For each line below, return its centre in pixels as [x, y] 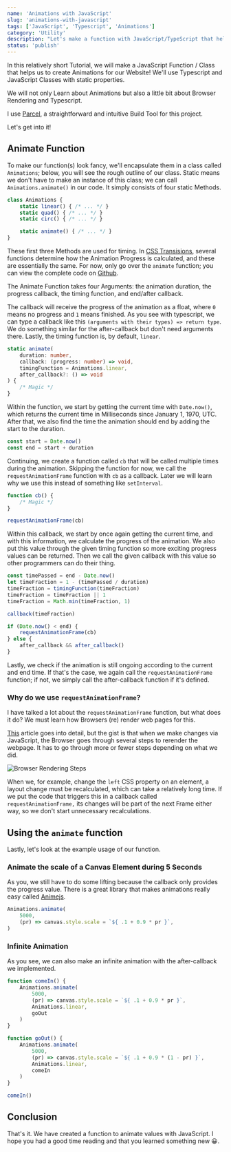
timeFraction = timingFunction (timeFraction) [73, 589]
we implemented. [32, 969]
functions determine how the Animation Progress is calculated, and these [111, 258]
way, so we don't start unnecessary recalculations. [79, 811]
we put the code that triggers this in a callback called [82, 797]
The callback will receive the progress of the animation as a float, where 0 [112, 307]
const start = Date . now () [44, 441]
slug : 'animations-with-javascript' [59, 20]
